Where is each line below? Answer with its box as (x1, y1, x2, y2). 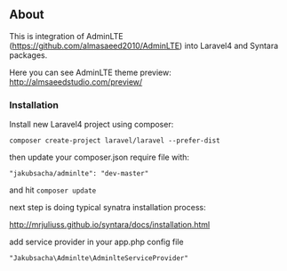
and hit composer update (9, 185, 97, 195)
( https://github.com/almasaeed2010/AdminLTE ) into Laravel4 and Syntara (9, 40, 279, 51)
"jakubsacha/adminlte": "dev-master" (9, 169, 149, 178)
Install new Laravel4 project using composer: (9, 119, 174, 130)
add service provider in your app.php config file (9, 236, 184, 248)
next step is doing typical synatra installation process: (9, 202, 206, 213)
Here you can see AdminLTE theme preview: (9, 67, 171, 78)
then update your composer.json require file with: (9, 152, 189, 163)
